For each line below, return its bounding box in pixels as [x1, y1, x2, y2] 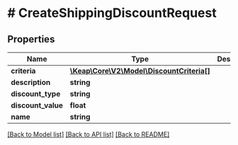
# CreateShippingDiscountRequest [7, 5, 217, 21]
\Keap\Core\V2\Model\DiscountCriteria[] [69, 66, 210, 76]
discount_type [11, 89, 61, 98]
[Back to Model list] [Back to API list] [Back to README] [7, 130, 170, 139]
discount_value [11, 100, 64, 110]
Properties [7, 33, 55, 45]
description [11, 78, 51, 87]
